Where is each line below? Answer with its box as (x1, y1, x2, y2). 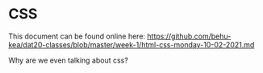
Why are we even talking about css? (8, 55, 129, 65)
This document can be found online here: (8, 31, 146, 41)
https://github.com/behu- (147, 31, 232, 41)
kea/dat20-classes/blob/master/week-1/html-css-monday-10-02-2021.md (8, 39, 255, 49)
